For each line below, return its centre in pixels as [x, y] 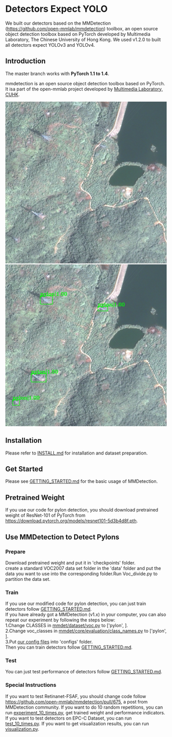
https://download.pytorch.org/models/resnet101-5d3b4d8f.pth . [72, 521]
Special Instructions [31, 685]
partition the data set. [28, 579]
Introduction [26, 61]
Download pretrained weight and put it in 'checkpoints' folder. [70, 562]
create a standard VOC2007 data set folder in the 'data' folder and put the [83, 568]
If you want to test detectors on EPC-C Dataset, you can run [69, 718]
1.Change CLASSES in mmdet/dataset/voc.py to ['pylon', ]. [67, 626]
